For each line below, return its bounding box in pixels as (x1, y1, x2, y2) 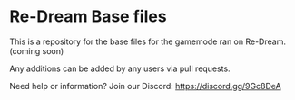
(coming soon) (9, 45, 64, 56)
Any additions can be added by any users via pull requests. (9, 63, 231, 74)
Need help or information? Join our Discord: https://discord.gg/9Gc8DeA (9, 80, 281, 91)
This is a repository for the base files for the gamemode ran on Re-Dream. (9, 36, 286, 47)
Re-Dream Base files (9, 6, 167, 27)
